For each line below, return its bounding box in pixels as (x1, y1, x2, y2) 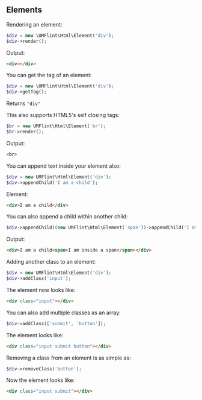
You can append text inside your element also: (6, 162, 121, 170)
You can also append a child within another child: (6, 213, 128, 220)
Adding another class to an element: (6, 258, 96, 265)
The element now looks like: (6, 286, 76, 293)
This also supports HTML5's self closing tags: (6, 112, 120, 119)
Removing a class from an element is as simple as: (6, 354, 131, 361)
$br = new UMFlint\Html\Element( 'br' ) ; (6, 123, 106, 129)
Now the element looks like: (6, 376, 75, 384)
